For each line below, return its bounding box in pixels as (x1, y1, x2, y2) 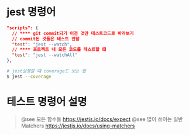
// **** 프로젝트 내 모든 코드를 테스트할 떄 (12, 47, 106, 53)
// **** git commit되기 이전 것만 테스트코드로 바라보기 (12, 30, 134, 36)
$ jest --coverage (6, 74, 51, 79)
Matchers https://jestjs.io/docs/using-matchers (20, 122, 135, 129)
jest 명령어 (6, 5, 56, 19)
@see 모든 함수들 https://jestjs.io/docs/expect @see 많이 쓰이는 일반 (20, 115, 183, 123)
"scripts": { (6, 25, 39, 31)
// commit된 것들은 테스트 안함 (12, 36, 80, 41)
